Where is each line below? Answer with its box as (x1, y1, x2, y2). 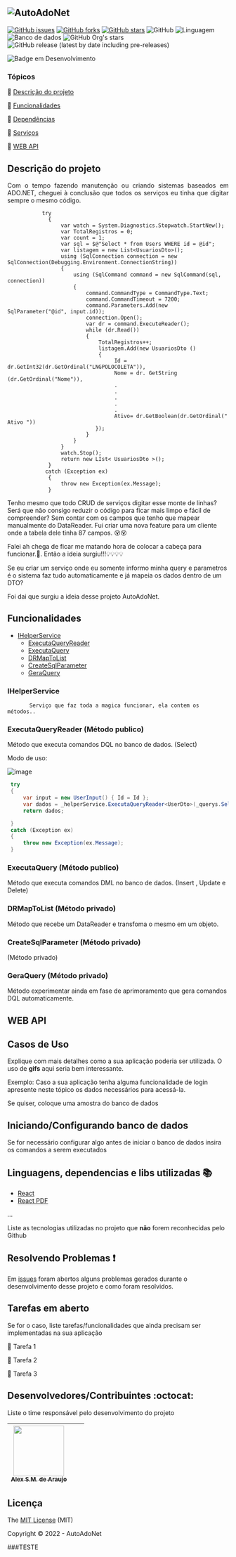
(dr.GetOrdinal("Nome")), (7, 375, 83, 383)
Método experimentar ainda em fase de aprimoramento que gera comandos (7, 986, 227, 995)
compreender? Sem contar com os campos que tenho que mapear (7, 514, 200, 522)
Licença (7, 1497, 44, 1509)
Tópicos (7, 72, 36, 82)
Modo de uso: (7, 754, 48, 762)
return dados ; (22, 807, 65, 814)
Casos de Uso (7, 1038, 69, 1050)
